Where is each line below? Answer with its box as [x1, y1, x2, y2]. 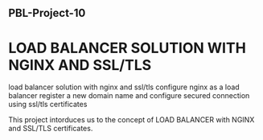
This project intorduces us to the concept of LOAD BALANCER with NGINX [8, 115, 255, 125]
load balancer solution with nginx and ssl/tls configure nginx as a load [8, 82, 240, 92]
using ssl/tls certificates [8, 100, 88, 109]
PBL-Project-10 [8, 6, 86, 20]
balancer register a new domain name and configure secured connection [8, 91, 250, 101]
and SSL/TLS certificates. [8, 124, 93, 134]
